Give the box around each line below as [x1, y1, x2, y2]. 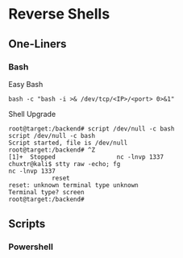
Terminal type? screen [8, 188, 85, 196]
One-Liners [8, 37, 67, 51]
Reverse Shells [8, 5, 110, 23]
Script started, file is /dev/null [8, 139, 128, 147]
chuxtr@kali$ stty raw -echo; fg [8, 160, 121, 168]
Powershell [8, 241, 54, 252]
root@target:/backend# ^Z [8, 146, 95, 154]
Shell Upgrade [8, 109, 56, 119]
